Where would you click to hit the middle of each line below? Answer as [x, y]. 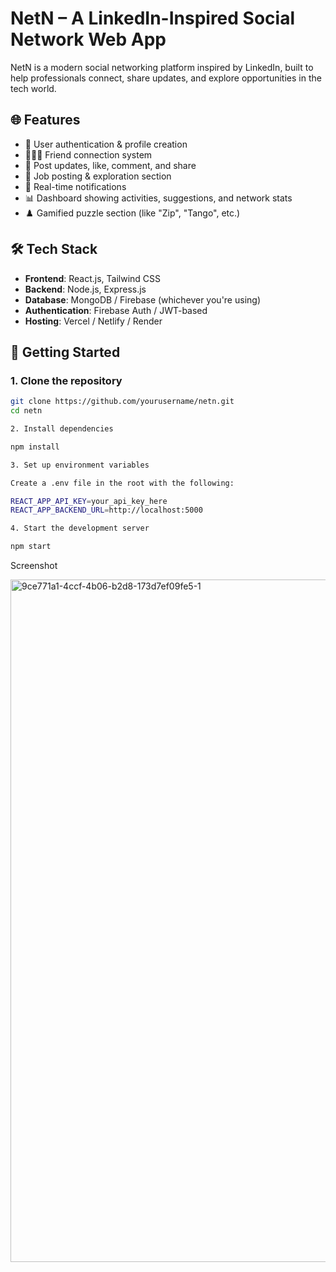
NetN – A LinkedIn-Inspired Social [152, 18]
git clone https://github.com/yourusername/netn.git [122, 402]
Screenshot [34, 565]
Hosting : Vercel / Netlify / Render [93, 321]
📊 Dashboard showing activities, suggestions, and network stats [158, 198]
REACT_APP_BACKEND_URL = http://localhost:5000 [106, 510]
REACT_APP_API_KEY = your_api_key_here [89, 501]
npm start [31, 547]
